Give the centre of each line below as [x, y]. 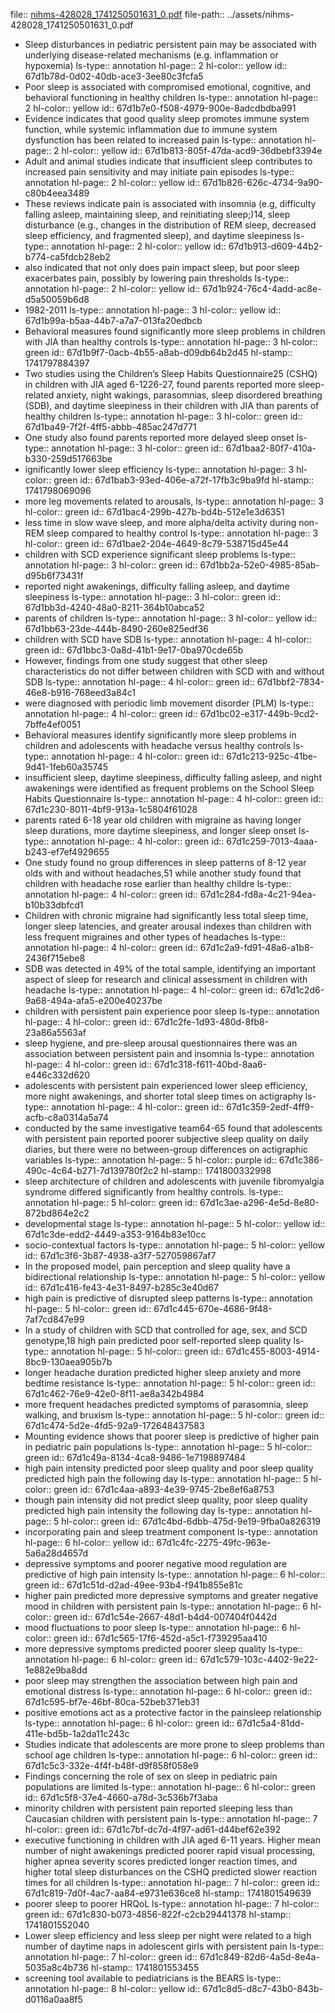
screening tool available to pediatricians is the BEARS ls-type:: [153, 1978]
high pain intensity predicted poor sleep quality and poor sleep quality [169, 1468]
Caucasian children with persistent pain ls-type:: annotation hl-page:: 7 [171, 1818]
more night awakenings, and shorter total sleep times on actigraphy [163, 1096]
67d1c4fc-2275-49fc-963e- [214, 1542]
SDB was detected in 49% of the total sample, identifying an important [170, 968]
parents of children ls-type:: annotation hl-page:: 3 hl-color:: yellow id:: [171, 618]
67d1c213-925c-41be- [272, 756]
